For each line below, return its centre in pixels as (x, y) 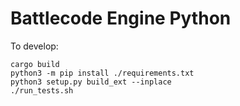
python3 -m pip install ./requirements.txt (102, 73)
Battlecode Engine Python (121, 18)
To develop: (34, 46)
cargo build (35, 64)
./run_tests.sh (42, 90)
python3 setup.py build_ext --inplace (91, 82)
